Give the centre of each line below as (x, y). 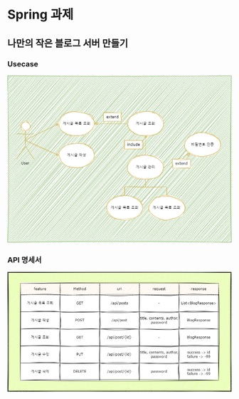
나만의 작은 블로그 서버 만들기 (68, 43)
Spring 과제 (41, 15)
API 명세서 (25, 259)
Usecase (23, 63)
